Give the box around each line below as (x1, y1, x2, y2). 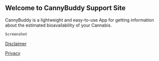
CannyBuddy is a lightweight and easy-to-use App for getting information (5, 17, 154, 23)
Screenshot (5, 31, 28, 36)
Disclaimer (5, 40, 27, 46)
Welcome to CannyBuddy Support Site (5, 4, 126, 12)
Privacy (5, 50, 21, 56)
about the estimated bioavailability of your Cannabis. (5, 22, 112, 28)
